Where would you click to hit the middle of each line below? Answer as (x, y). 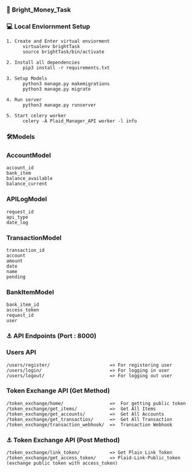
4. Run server (24, 100)
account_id (20, 168)
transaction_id (26, 251)
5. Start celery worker (36, 116)
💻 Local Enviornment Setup (48, 26)
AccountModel (29, 156)
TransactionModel (34, 238)
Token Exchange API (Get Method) (58, 390)
